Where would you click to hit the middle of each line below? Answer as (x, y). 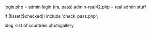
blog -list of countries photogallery (39, 25)
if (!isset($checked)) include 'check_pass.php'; (52, 16)
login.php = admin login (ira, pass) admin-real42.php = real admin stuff (75, 7)
